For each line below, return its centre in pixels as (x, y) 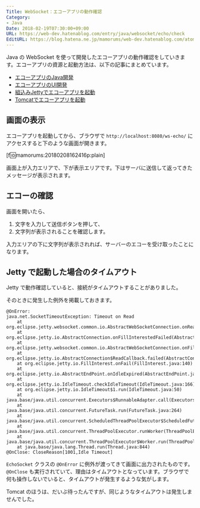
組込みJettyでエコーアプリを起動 (55, 92)
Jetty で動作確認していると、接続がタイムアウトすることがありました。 (94, 287)
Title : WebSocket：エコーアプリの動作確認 (54, 12)
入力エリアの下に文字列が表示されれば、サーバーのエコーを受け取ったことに (100, 244)
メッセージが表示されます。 (40, 175)
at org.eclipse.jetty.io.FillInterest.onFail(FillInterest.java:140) (105, 364)
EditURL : (17, 39)
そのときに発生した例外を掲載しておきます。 (60, 300)
